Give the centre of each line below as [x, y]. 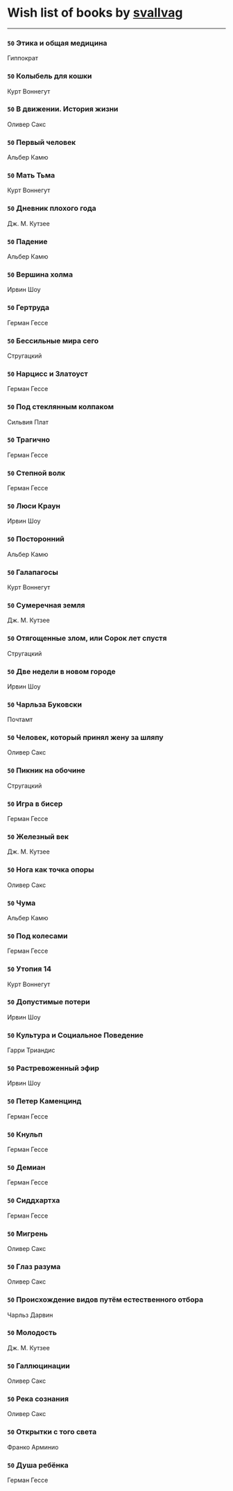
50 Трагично [29, 440]
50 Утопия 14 [29, 969]
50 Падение [27, 241]
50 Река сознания [38, 1399]
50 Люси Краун [34, 506]
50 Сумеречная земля [46, 605]
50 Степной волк [36, 473]
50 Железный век [38, 836]
